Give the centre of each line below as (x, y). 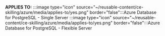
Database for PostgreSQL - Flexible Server (49, 28)
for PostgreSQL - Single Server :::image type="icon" (58, 18)
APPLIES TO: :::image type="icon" (40, 7)
